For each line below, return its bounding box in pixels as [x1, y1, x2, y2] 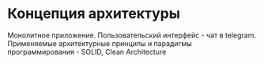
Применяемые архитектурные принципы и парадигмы [7, 38, 193, 48]
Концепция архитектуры [7, 5, 181, 23]
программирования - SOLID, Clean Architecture [7, 47, 167, 56]
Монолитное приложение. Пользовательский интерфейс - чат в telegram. [7, 30, 257, 40]
